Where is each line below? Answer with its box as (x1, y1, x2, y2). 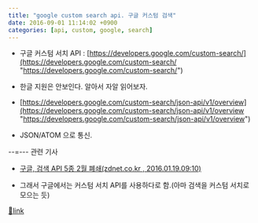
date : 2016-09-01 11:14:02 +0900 (8, 19, 118, 27)
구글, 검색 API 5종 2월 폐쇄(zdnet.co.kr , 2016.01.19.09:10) (19, 164, 202, 174)
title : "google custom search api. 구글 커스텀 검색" (8, 11, 177, 20)
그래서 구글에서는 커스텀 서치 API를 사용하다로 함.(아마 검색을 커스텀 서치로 (19, 181, 250, 190)
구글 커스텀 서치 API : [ (19, 49, 90, 58)
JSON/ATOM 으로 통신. (19, 130, 93, 140)
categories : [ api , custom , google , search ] (8, 26, 153, 34)
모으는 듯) (19, 190, 50, 200)
